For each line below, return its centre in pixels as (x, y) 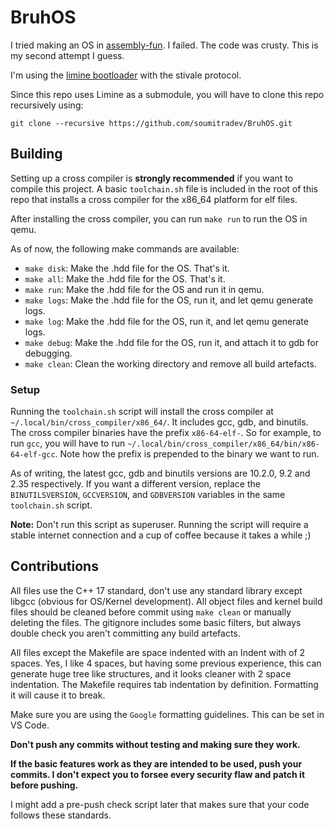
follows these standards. (61, 815)
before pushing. (44, 785)
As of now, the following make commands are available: (125, 248)
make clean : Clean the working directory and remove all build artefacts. (170, 363)
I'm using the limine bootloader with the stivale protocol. (126, 75)
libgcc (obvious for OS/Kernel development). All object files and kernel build (166, 601)
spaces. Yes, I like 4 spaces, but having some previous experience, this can (166, 663)
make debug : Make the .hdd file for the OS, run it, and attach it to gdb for (172, 342)
